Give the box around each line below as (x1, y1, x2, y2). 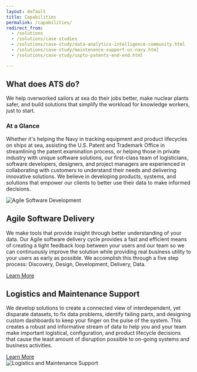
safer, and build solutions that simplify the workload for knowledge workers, (6, 101, 190, 108)
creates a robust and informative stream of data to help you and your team (6, 323, 186, 330)
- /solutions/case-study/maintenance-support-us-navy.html (11, 47, 159, 53)
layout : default (6, 8, 46, 15)
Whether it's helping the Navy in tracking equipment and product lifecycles (6, 135, 188, 142)
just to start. (6, 107, 35, 115)
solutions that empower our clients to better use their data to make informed (6, 179, 191, 186)
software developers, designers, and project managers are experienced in (6, 160, 186, 167)
